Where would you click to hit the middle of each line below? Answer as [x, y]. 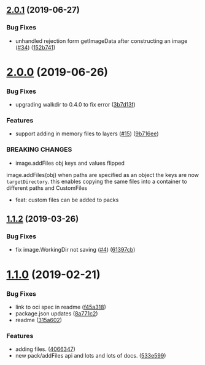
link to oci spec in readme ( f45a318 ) [60, 307]
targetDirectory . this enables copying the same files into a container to [97, 181]
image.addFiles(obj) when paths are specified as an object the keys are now [103, 175]
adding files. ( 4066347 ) [45, 349]
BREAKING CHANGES [39, 149]
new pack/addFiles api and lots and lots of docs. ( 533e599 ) [91, 356]
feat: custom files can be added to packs [67, 200]
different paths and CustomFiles [47, 188]
